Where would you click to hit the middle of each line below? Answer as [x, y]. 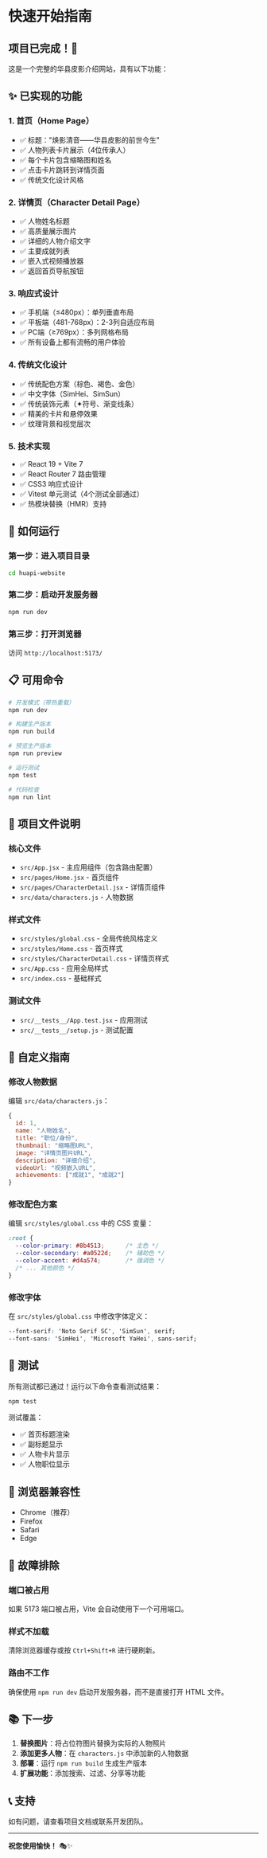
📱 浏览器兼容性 [44, 1491]
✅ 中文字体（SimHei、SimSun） [72, 393]
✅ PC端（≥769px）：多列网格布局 [74, 332]
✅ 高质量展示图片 [48, 231]
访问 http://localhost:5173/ [56, 652]
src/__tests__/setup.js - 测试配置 [76, 1030]
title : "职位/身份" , [47, 1138]
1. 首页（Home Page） [51, 121]
